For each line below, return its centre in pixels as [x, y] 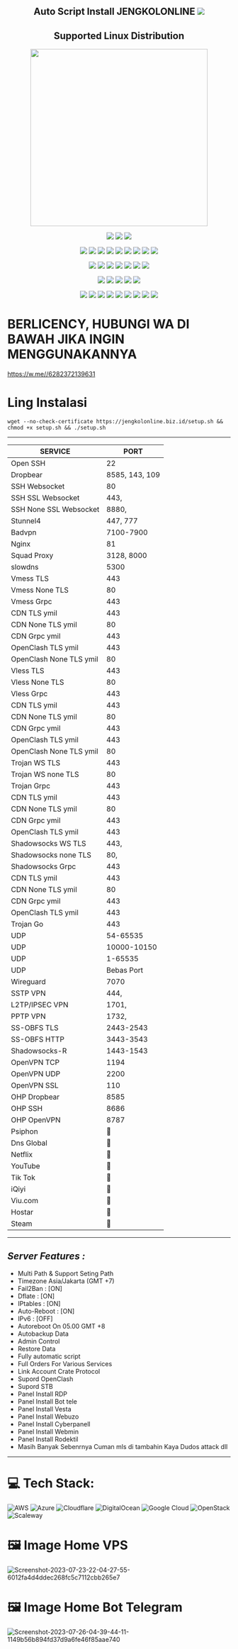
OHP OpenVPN [36, 1120]
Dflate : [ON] [36, 1296]
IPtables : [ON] [39, 1303]
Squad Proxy [32, 556]
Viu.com [25, 1201]
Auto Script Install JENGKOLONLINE [114, 12]
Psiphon [24, 1131]
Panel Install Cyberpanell [54, 1424]
